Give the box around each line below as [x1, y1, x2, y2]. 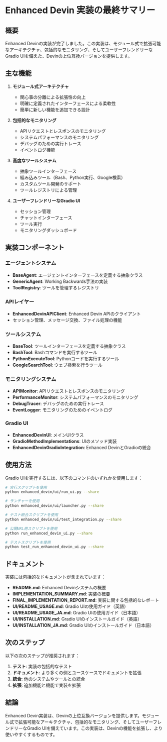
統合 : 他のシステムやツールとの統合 [12, 676, 85, 682]
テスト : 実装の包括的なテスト [12, 663, 72, 669]
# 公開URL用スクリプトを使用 [5, 526, 57, 531]
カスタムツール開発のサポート [19, 180, 81, 186]
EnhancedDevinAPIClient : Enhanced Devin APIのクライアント [12, 310, 141, 316]
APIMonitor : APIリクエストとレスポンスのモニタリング [12, 388, 125, 394]
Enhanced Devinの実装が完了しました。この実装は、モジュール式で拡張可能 [5, 41, 161, 46]
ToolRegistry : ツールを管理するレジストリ [12, 284, 99, 290]
